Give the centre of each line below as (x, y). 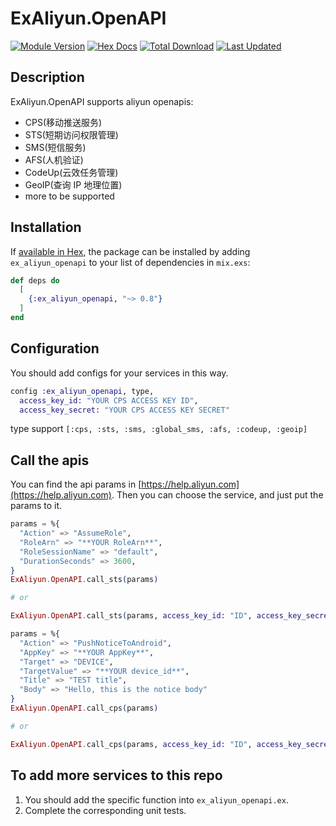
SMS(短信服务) (55, 147)
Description (47, 77)
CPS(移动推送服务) (63, 122)
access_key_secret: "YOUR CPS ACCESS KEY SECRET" (124, 410)
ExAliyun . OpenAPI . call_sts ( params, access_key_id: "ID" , (131, 616)
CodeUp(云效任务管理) (71, 172)
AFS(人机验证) (54, 159)
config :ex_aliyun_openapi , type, (82, 391)
